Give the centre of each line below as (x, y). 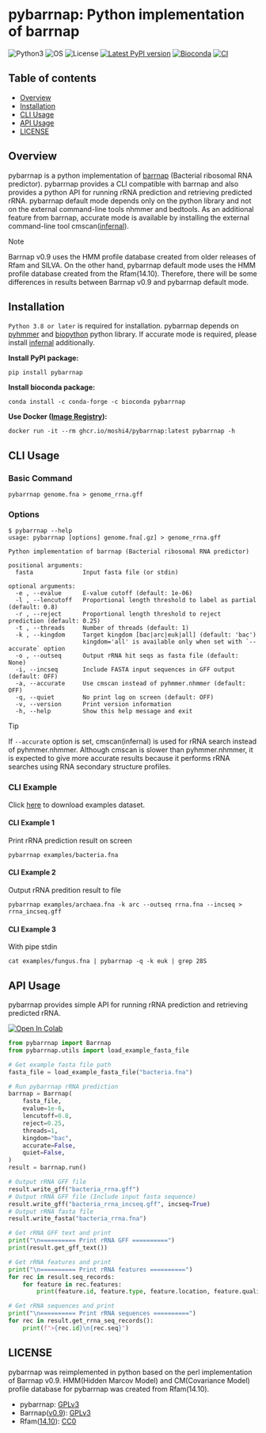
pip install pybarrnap (46, 373)
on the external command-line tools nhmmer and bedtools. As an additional (131, 209)
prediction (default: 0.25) (55, 621)
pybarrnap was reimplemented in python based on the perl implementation (130, 1372)
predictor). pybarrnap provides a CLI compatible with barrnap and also (123, 183)
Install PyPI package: (44, 358)
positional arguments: (46, 566)
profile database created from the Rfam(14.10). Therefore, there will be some (133, 273)
